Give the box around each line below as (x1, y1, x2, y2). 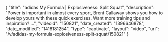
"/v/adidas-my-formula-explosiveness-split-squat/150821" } (5, 31, 129, 37)
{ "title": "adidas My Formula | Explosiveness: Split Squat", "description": (5, 5, 155, 10)
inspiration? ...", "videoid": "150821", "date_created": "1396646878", (5, 20, 145, 26)
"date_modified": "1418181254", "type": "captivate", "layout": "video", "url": (5, 26, 159, 32)
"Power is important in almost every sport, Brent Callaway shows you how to (5, 10, 163, 16)
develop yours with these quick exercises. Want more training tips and (5, 15, 150, 21)
